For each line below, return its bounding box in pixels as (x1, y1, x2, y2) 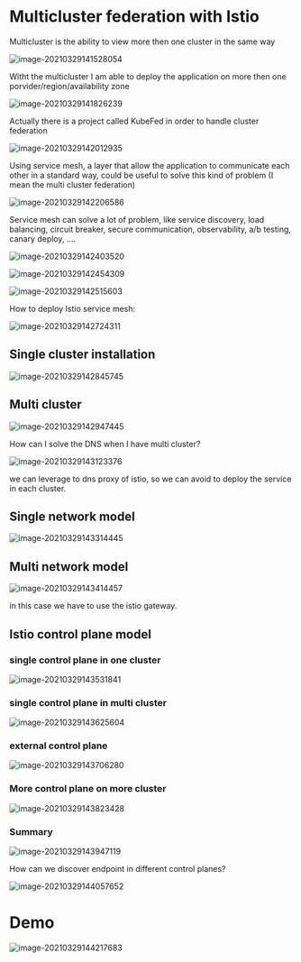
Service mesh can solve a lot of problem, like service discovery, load (9, 214, 265, 224)
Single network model (9, 508, 135, 524)
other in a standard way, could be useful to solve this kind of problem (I (9, 169, 274, 180)
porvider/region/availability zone (9, 80, 130, 91)
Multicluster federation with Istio (9, 6, 260, 27)
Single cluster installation (9, 347, 156, 362)
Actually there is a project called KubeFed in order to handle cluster (9, 115, 260, 126)
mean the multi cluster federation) (9, 179, 136, 190)
